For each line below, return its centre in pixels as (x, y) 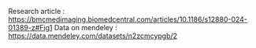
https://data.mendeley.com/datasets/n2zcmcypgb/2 (93, 36)
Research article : (37, 11)
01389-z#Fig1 (30, 27)
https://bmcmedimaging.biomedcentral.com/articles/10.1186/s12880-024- (128, 19)
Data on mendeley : (86, 27)
